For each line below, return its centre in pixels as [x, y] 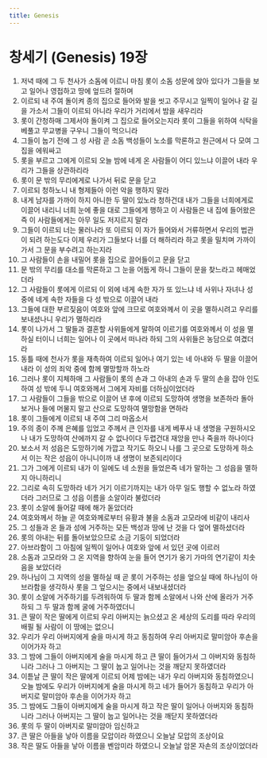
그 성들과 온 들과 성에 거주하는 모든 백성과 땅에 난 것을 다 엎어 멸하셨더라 [133, 527]
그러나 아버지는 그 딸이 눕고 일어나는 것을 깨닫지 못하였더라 [126, 716]
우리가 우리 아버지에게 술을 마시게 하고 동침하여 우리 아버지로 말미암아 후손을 [139, 637]
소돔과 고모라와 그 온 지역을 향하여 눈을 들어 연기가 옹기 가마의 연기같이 [131, 557]
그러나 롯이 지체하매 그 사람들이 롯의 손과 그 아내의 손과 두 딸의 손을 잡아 [133, 379]
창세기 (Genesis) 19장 [78, 57]
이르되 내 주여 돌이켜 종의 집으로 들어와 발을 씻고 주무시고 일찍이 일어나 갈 [135, 101]
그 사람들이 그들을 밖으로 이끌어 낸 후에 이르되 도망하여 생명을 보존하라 [130, 398]
